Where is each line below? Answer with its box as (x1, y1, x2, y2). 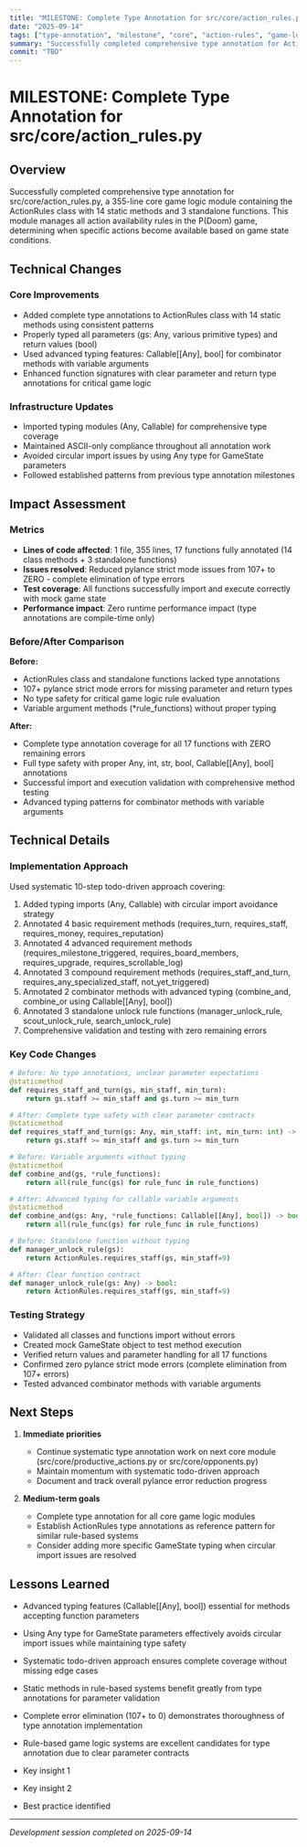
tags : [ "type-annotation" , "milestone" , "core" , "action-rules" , (9, 30, 263, 39)
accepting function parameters (22, 1610, 140, 1621)
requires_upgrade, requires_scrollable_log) (22, 956, 184, 967)
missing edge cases (22, 1665, 99, 1676)
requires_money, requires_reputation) (22, 927, 164, 938)
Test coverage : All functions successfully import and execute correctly (22, 582, 291, 594)
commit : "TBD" (9, 48, 64, 57)
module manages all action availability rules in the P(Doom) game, (9, 216, 258, 227)
